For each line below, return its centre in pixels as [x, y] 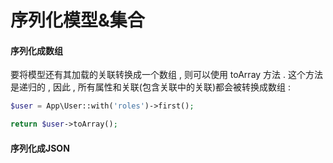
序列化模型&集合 [77, 20]
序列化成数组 [36, 50]
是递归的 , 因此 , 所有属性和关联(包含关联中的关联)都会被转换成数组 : [150, 87]
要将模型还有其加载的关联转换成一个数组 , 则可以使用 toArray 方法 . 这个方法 [166, 75]
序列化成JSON [40, 148]
